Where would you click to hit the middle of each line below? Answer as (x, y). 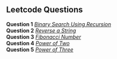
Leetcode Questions (45, 10)
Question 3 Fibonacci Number (44, 37)
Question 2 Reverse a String (41, 30)
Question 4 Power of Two (38, 43)
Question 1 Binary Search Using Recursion (59, 24)
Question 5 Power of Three (40, 49)
